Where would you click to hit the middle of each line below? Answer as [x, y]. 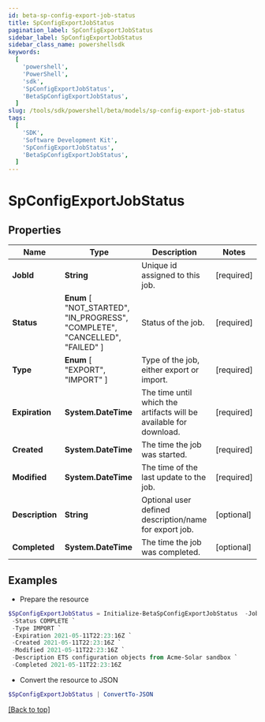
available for [164, 422]
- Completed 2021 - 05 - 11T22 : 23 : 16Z [67, 665]
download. [161, 432]
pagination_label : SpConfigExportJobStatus [81, 30]
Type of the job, [170, 360]
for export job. [168, 530]
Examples [33, 580]
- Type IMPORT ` [36, 628]
